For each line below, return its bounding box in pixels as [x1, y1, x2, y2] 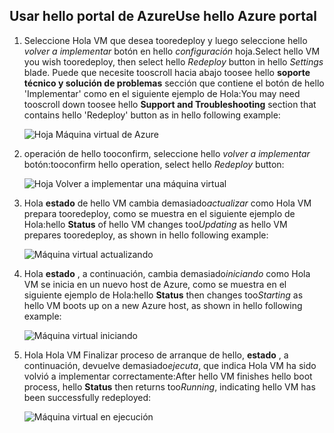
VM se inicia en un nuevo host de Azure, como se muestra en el [23, 278, 287, 290]
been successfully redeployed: [23, 391, 152, 403]
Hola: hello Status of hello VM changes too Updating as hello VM [23, 218, 288, 230]
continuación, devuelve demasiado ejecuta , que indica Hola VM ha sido [23, 359, 317, 371]
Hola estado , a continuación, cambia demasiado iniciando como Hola [23, 267, 311, 279]
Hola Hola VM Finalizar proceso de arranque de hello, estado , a [23, 349, 289, 361]
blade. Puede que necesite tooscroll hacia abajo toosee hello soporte [23, 66, 311, 78]
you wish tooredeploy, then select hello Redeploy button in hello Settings [23, 55, 324, 68]
